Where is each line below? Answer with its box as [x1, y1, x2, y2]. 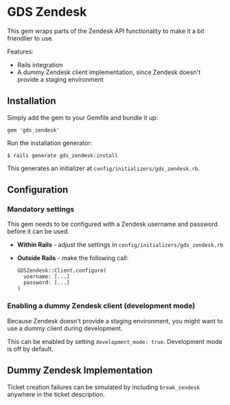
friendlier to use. [7, 34, 54, 42]
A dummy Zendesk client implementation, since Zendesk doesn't [16, 68, 201, 76]
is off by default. [7, 345, 54, 353]
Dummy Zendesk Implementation [7, 364, 153, 376]
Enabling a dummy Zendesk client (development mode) [7, 301, 196, 311]
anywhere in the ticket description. [7, 390, 105, 398]
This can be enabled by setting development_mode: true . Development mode [7, 337, 223, 345]
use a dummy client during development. [7, 324, 123, 332]
